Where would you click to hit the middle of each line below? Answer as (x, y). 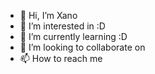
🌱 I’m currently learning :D (73, 36)
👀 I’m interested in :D (62, 26)
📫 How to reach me (61, 58)
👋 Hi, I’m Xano (48, 15)
